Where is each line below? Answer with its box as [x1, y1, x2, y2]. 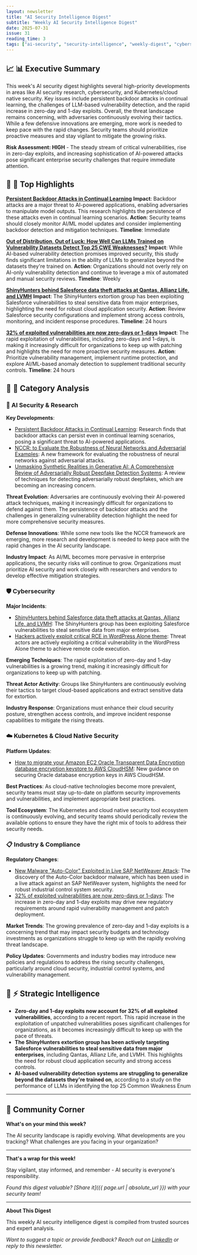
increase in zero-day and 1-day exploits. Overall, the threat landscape [6, 107, 174, 115]
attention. [6, 162, 29, 169]
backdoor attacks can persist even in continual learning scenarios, [14, 432, 175, 439]
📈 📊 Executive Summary [6, 64, 101, 74]
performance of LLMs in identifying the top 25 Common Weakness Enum [14, 1082, 191, 1089]
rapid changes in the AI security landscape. [6, 542, 111, 549]
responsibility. [6, 1172, 40, 1179]
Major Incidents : [6, 603, 47, 610]
